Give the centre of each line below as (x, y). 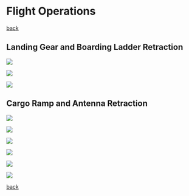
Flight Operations (51, 11)
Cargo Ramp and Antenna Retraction (77, 104)
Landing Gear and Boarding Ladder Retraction (95, 47)
